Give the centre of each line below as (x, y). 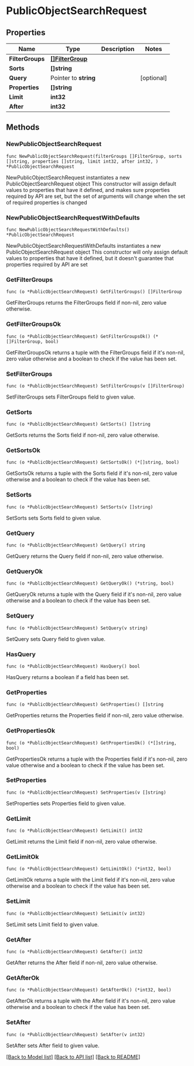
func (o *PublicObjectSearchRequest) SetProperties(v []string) (86, 792)
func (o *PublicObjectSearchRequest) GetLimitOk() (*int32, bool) (89, 869)
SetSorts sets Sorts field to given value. (54, 518)
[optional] (154, 78)
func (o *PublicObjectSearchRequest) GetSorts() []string (78, 424)
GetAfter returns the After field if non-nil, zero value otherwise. (82, 963)
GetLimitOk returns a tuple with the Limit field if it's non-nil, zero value (91, 880)
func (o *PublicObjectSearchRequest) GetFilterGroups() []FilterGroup (94, 292)
